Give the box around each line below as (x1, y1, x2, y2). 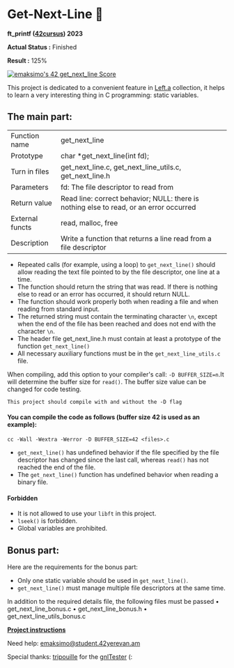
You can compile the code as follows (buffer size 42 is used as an (7, 413, 200, 421)
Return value (10, 198, 52, 208)
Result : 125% (7, 56, 47, 65)
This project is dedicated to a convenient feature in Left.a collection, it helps (7, 83, 225, 91)
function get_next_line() (17, 342, 91, 350)
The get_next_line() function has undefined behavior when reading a (17, 470, 219, 478)
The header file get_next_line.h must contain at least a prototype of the (17, 334, 221, 342)
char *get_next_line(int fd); (60, 151, 150, 160)
